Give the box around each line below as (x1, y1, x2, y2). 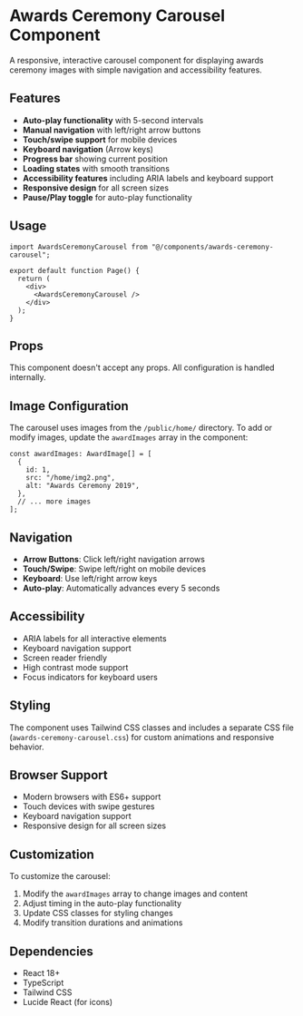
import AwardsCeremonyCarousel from (9, 242, 148, 251)
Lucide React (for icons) (22, 997, 113, 1008)
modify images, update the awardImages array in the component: (9, 432, 249, 443)
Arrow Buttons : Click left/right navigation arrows (22, 554, 206, 564)
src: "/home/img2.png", (25, 474, 116, 483)
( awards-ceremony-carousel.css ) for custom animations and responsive (9, 731, 275, 742)
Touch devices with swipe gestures (22, 801, 155, 812)
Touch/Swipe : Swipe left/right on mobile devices (22, 563, 207, 574)
